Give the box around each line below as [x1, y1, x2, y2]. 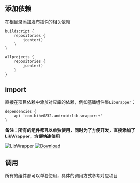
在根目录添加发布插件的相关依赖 [5, 19, 70, 25]
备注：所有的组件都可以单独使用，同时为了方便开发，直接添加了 [5, 127, 135, 133]
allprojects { [5, 54, 35, 59]
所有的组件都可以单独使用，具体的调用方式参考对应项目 [5, 173, 118, 179]
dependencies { [5, 109, 37, 114]
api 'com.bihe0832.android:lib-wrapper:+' [14, 113, 103, 118]
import [5, 86, 26, 94]
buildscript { [5, 29, 35, 34]
